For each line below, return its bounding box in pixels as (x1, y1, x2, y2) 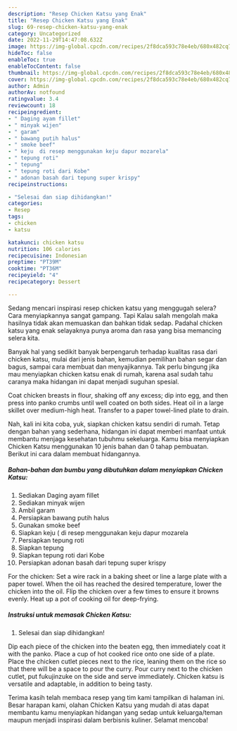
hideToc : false (8, 50, 53, 57)
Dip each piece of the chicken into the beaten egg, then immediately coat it (8, 642, 226, 651)
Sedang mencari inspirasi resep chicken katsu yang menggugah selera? (8, 304, 217, 312)
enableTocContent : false (8, 63, 81, 70)
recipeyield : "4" (8, 272, 59, 279)
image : (8, 43, 27, 50)
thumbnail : (8, 69, 40, 76)
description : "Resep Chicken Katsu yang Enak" (8, 10, 147, 18)
